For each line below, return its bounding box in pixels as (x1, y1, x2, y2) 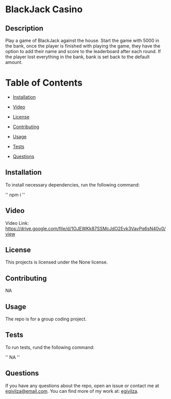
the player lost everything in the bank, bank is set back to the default (5, 54, 150, 60)
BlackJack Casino (5, 4, 83, 15)
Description (5, 24, 43, 33)
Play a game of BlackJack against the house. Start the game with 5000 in (5, 37, 160, 43)
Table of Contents (5, 77, 83, 89)
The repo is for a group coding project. (5, 316, 87, 322)
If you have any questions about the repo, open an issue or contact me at (5, 382, 159, 389)
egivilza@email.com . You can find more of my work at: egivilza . (5, 388, 139, 394)
